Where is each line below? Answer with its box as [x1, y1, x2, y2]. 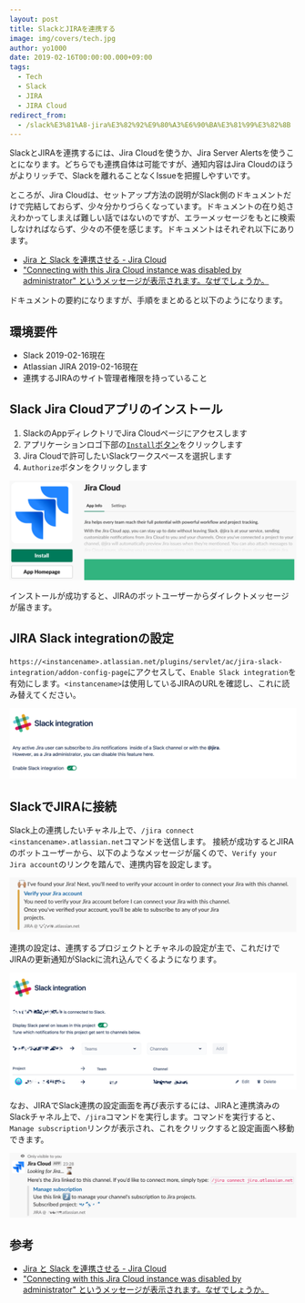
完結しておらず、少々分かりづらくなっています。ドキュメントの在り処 [25, 201, 287, 212]
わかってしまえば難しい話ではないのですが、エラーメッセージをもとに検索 [16, 212, 296, 223]
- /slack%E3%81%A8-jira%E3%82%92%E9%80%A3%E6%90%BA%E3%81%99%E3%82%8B [17, 120, 291, 129]
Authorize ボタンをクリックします [22, 461, 148, 472]
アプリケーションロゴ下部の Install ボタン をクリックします [22, 439, 243, 449]
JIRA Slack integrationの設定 [9, 631, 175, 646]
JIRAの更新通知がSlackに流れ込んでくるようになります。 [9, 954, 221, 965]
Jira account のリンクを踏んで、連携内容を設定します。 [9, 859, 217, 870]
